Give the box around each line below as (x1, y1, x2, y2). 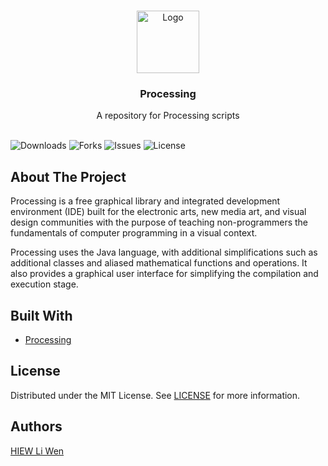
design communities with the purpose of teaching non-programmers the (10, 216, 309, 229)
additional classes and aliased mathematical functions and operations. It (10, 257, 308, 269)
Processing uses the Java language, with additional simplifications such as (10, 246, 318, 259)
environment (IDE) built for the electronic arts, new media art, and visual (10, 206, 307, 218)
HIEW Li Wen (10, 445, 65, 457)
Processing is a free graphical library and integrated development (10, 195, 281, 207)
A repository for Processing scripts (96, 110, 240, 122)
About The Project (10, 168, 127, 185)
